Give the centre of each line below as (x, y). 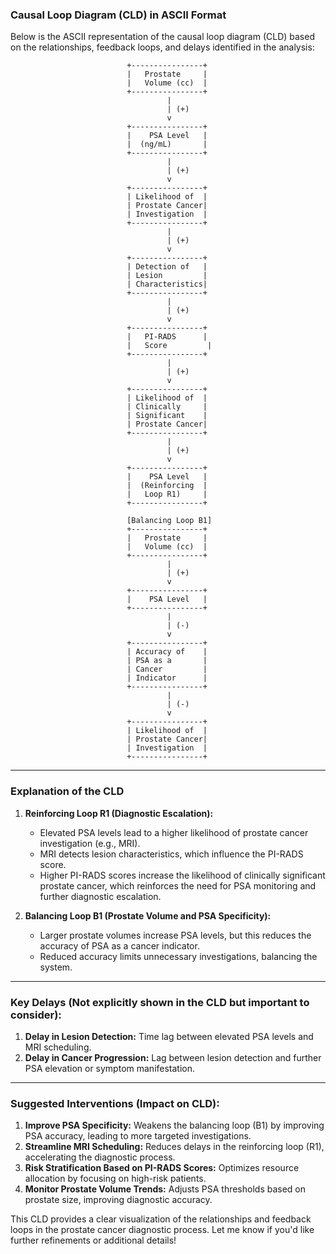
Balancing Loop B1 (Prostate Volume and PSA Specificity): (148, 915)
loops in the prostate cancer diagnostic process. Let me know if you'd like (162, 1230)
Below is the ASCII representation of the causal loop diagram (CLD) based (162, 37)
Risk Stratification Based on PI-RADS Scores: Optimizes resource (162, 1168)
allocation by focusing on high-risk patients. (115, 1179)
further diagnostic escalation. (100, 896)
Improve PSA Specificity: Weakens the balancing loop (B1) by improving (174, 1125)
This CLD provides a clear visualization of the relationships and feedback (161, 1219)
